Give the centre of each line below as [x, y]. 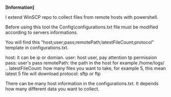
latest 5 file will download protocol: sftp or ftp [53, 74]
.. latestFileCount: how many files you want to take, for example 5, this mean [86, 68]
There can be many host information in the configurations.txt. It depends [82, 84]
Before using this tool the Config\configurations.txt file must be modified [82, 27]
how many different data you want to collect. [52, 89]
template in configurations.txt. [37, 47]
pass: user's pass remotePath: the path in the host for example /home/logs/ [85, 63]
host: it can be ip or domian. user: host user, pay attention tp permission [81, 57]
